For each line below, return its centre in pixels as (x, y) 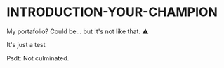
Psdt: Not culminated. (38, 58)
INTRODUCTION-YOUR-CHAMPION (112, 12)
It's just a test (26, 44)
